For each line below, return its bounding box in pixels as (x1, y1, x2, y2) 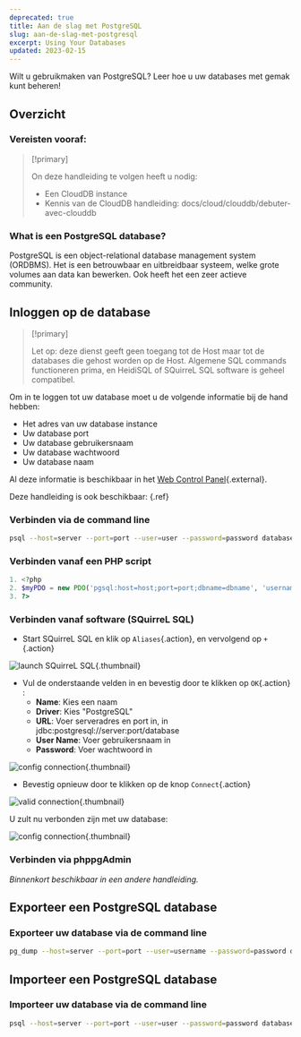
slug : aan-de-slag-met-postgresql (9, 30, 139, 39)
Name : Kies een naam (35, 697, 118, 707)
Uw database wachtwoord (21, 447, 120, 458)
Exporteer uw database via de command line (9, 926, 208, 938)
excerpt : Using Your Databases (9, 38, 126, 47)
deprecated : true (9, 13, 74, 22)
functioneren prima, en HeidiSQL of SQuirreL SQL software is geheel (30, 364, 285, 375)
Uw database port (21, 427, 90, 439)
